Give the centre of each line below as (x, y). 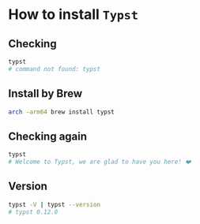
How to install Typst (73, 15)
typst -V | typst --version (55, 204)
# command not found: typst (55, 69)
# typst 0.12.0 (33, 212)
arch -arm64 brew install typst (61, 112)
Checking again (48, 136)
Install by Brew (45, 93)
